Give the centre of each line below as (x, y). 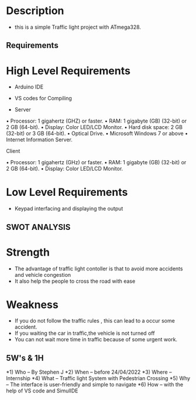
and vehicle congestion (43, 274)
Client (13, 151)
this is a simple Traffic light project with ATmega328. (78, 27)
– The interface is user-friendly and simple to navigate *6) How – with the (94, 385)
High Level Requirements (68, 71)
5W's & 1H (25, 358)
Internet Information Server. (39, 140)
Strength (28, 252)
